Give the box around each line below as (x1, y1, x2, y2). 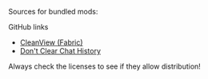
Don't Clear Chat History (19, 46, 102, 55)
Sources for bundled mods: (8, 7, 98, 16)
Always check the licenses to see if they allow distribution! (8, 61, 202, 71)
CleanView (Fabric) (19, 38, 83, 47)
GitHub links (8, 22, 49, 31)
